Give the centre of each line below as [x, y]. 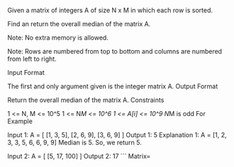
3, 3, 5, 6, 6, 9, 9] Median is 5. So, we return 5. [74, 142]
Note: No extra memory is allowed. [58, 38]
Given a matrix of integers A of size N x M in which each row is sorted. [110, 10]
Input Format [26, 73]
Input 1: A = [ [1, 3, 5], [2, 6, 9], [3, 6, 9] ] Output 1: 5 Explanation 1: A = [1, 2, [117, 135]
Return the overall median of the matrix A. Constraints [86, 100]
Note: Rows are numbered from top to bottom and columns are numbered [115, 51]
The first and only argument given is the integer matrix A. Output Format [113, 86]
